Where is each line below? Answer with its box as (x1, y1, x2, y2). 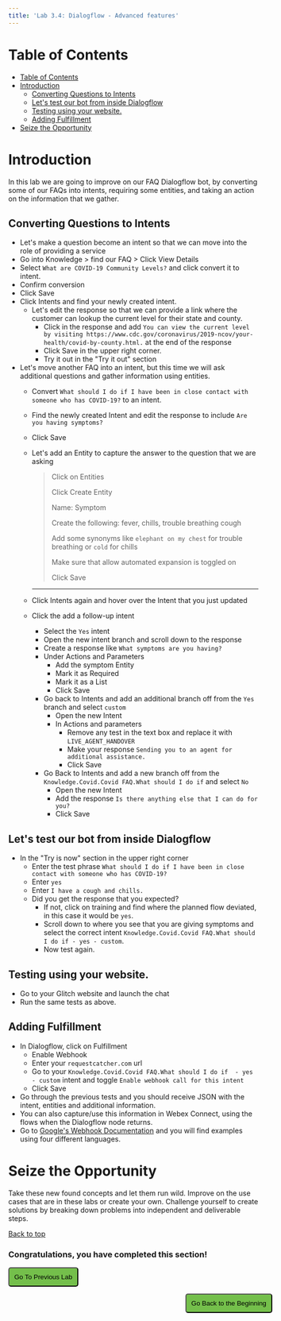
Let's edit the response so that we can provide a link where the (31, 305, 238, 315)
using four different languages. (19, 1134, 121, 1144)
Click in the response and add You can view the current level (43, 323, 250, 332)
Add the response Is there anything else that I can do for (55, 794, 258, 803)
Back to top (8, 1229, 46, 1238)
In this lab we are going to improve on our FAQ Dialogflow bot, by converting (8, 176, 258, 187)
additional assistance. (67, 753, 146, 761)
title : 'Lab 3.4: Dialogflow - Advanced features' (8, 11, 179, 20)
